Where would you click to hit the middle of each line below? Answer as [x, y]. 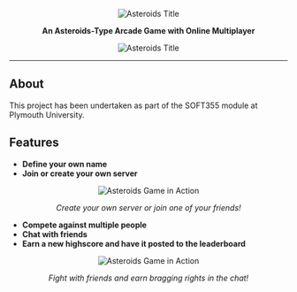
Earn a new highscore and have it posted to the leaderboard [133, 243]
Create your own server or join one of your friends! [148, 207]
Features [34, 143]
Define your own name [65, 164]
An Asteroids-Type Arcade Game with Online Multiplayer [148, 31]
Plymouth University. [47, 114]
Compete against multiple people [84, 225]
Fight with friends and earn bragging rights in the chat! [148, 278]
